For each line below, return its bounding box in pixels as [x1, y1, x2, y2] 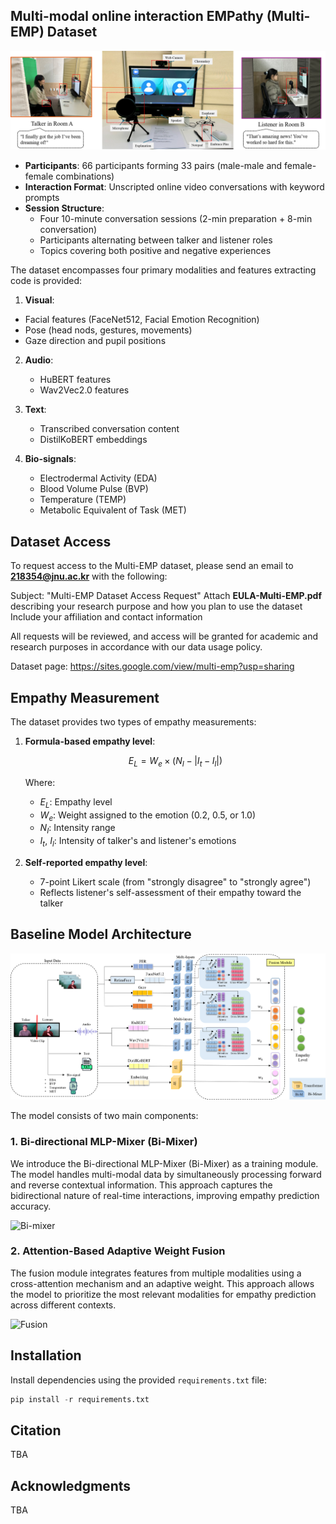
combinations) [55, 170, 115, 183]
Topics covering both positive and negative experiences [39, 245, 272, 257]
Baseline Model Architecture [10, 926, 192, 943]
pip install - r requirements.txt [10, 1394, 150, 1404]
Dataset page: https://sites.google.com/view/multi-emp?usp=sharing [10, 660, 295, 673]
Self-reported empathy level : [24, 856, 148, 868]
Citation [10, 1422, 62, 1439]
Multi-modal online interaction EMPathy [10, 8, 264, 25]
